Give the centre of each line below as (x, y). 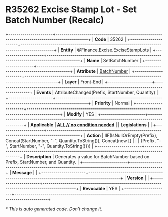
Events (44, 92)
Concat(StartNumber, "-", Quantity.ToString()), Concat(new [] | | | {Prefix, (81, 140)
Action (94, 135)
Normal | (124, 103)
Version (135, 178)
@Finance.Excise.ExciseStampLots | (114, 50)
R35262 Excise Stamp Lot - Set (71, 9)
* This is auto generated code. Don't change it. (54, 209)
